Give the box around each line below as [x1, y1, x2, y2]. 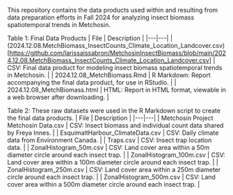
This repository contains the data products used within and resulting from [7, 6, 218, 14]
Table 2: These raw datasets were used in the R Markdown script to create [7, 107, 221, 115]
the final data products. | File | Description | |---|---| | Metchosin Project [7, 114, 214, 122]
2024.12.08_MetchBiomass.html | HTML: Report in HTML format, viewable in [7, 86, 226, 94]
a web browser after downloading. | [7, 93, 109, 101]
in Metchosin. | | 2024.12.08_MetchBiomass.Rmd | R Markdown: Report [7, 71, 211, 79]
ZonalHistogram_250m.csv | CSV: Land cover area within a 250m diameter [7, 166, 221, 173]
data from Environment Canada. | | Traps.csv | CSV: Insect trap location [7, 136, 212, 144]
